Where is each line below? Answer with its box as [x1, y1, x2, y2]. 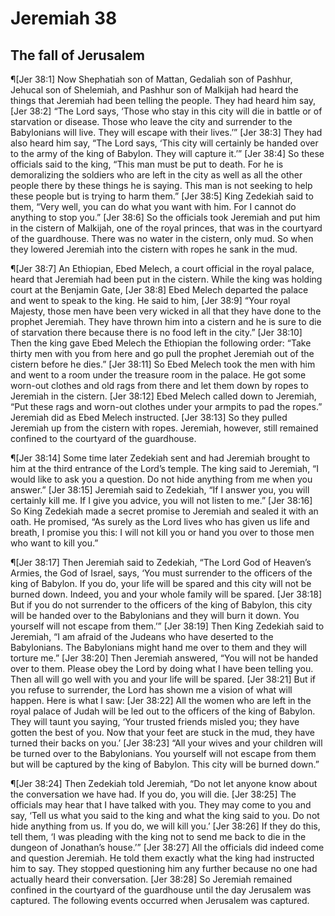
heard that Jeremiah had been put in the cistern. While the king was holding [10, 273, 323, 285]
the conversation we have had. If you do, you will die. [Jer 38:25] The [10, 788, 297, 800]
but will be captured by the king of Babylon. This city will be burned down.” [10, 758, 320, 770]
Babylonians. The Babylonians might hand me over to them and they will [10, 642, 308, 653]
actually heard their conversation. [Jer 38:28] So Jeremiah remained [10, 873, 293, 885]
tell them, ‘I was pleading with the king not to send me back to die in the [10, 831, 307, 842]
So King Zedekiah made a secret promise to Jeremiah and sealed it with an [10, 505, 319, 517]
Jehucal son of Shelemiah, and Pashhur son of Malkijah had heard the [10, 84, 299, 96]
